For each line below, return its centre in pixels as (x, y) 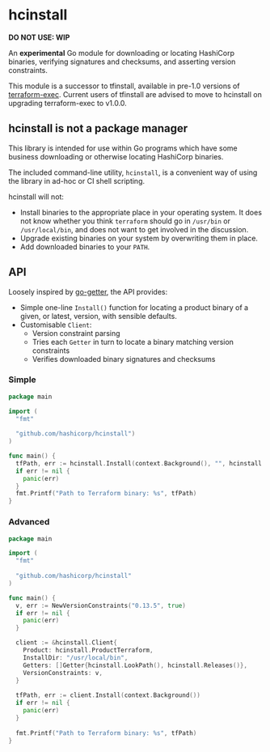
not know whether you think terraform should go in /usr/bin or (125, 221)
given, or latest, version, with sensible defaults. (99, 316)
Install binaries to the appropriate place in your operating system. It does (141, 212)
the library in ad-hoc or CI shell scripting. (77, 181)
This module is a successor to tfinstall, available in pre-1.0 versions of (124, 86)
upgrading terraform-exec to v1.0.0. (67, 103)
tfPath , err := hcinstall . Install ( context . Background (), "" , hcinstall (139, 463)
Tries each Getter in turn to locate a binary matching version (133, 342)
